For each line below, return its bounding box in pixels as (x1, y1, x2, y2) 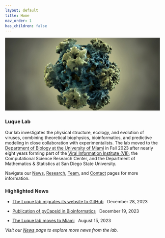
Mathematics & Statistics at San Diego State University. (5, 161, 117, 167)
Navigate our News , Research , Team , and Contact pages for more (5, 170, 138, 176)
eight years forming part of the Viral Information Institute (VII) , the (5, 150, 138, 156)
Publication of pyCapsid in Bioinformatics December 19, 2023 (12, 208, 139, 214)
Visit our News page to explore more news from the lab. (5, 227, 118, 233)
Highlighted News (5, 188, 49, 194)
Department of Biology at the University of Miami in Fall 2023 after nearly (5, 145, 153, 151)
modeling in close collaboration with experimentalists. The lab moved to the (5, 140, 158, 145)
